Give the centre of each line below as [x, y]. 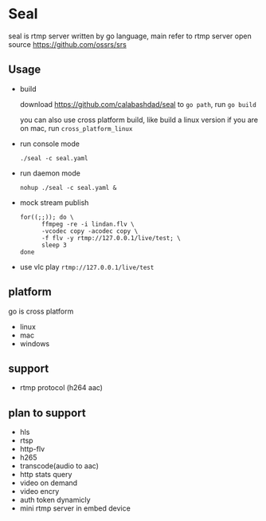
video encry [39, 491]
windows [35, 343]
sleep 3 [54, 245]
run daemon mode [50, 173]
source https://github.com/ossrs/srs [68, 44]
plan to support [47, 413]
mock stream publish [54, 202]
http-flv [32, 449]
